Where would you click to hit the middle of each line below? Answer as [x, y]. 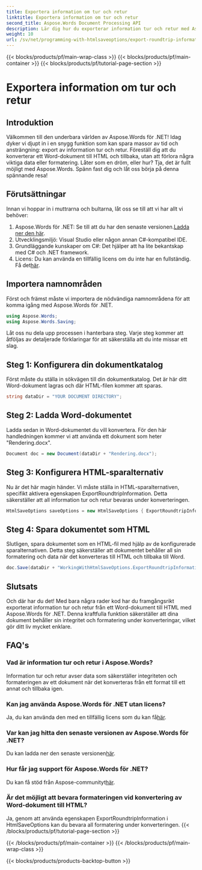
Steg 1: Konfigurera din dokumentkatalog [85, 365]
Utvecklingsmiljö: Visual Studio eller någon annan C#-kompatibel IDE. [101, 239]
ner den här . [30, 233]
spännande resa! [27, 175]
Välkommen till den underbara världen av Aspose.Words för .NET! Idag [94, 137]
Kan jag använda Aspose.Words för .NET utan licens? [86, 704]
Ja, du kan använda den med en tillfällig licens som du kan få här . [86, 717]
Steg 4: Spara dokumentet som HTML [78, 529]
